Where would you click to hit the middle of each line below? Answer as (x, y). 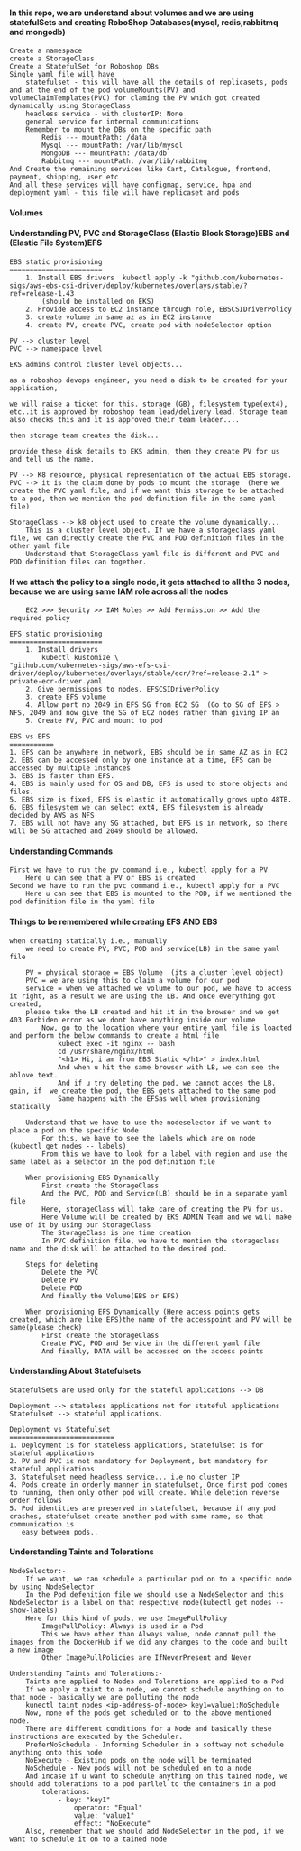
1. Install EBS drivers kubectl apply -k (106, 278)
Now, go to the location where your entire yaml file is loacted (167, 1028)
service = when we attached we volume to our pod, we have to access (159, 988)
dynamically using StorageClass (70, 106)
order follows (36, 1500)
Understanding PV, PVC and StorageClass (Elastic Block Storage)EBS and (150, 234)
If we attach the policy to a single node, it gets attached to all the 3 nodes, (150, 582)
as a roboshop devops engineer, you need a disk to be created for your (149, 380)
